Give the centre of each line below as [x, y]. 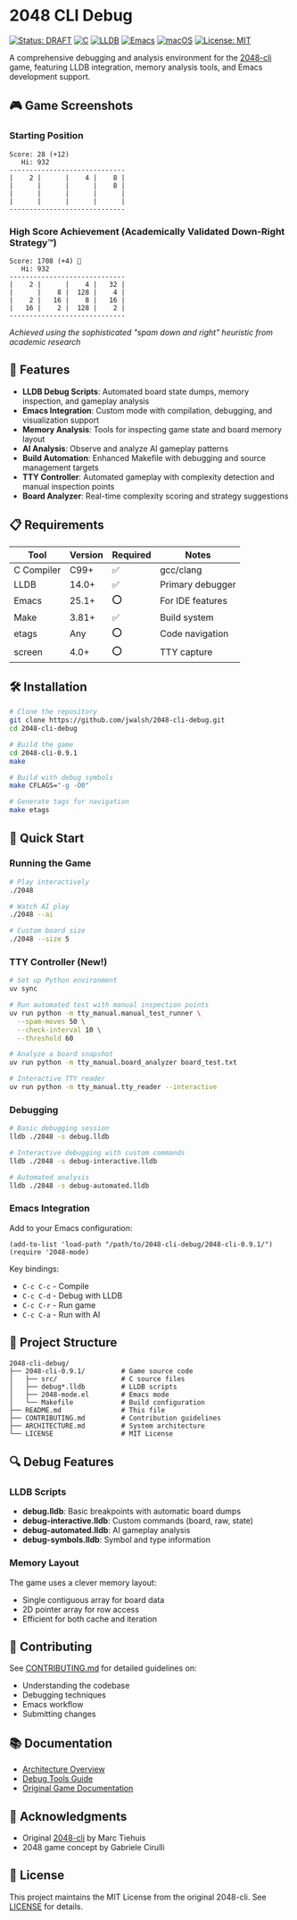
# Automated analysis [49, 1177]
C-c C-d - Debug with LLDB [72, 1295]
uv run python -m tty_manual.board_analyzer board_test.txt [124, 1063]
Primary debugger [198, 584]
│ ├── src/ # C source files [97, 1379]
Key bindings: [34, 1269]
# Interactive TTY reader [57, 1079]
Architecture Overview [63, 1769]
